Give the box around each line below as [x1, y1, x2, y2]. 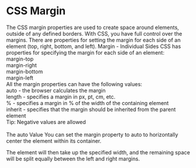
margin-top [6, 55, 34, 62]
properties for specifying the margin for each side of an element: [6, 49, 165, 56]
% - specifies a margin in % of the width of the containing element [6, 99, 169, 106]
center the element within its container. [6, 137, 102, 144]
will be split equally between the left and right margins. [6, 155, 140, 162]
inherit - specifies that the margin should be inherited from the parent [6, 106, 176, 113]
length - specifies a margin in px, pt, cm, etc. [6, 93, 116, 100]
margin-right [6, 61, 37, 69]
